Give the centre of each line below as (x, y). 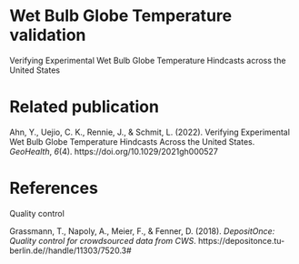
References (54, 188)
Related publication (84, 107)
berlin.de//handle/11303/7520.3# (70, 250)
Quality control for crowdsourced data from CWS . (103, 240)
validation (48, 35)
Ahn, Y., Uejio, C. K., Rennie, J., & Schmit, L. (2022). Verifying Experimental (150, 132)
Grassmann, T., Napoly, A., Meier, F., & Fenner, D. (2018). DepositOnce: (142, 231)
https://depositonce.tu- (242, 240)
